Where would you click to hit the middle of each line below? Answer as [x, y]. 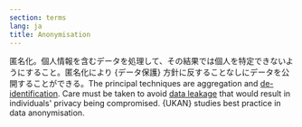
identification [34, 94]
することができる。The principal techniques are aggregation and [137, 84]
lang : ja [26, 26]
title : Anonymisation [50, 34]
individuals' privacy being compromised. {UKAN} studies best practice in [146, 104]
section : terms [38, 18]
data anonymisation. [47, 113]
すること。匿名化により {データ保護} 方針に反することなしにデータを [154, 72]
